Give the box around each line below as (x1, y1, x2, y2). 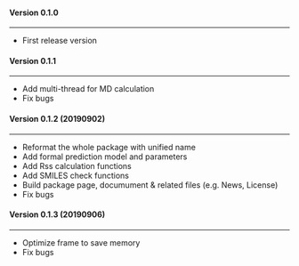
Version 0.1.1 (9, 55, 56, 66)
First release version (21, 36, 98, 46)
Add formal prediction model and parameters (21, 151, 188, 162)
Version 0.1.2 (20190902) (9, 114, 105, 124)
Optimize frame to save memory (21, 237, 141, 248)
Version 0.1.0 (9, 7, 60, 18)
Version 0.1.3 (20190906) (9, 209, 106, 220)
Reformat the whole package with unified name (21, 141, 196, 152)
